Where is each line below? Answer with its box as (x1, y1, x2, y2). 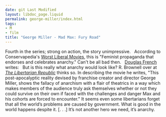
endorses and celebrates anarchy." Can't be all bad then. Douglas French (5, 59, 157, 65)
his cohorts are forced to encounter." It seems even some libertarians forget (5, 96, 160, 102)
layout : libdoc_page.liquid (5, 12, 63, 17)
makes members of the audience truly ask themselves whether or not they (5, 85, 157, 91)
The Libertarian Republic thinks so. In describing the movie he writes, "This (5, 69, 159, 75)
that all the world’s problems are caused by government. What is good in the (5, 101, 161, 107)
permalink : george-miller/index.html (5, 16, 83, 21)
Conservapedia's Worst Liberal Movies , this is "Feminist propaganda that (5, 54, 154, 59)
